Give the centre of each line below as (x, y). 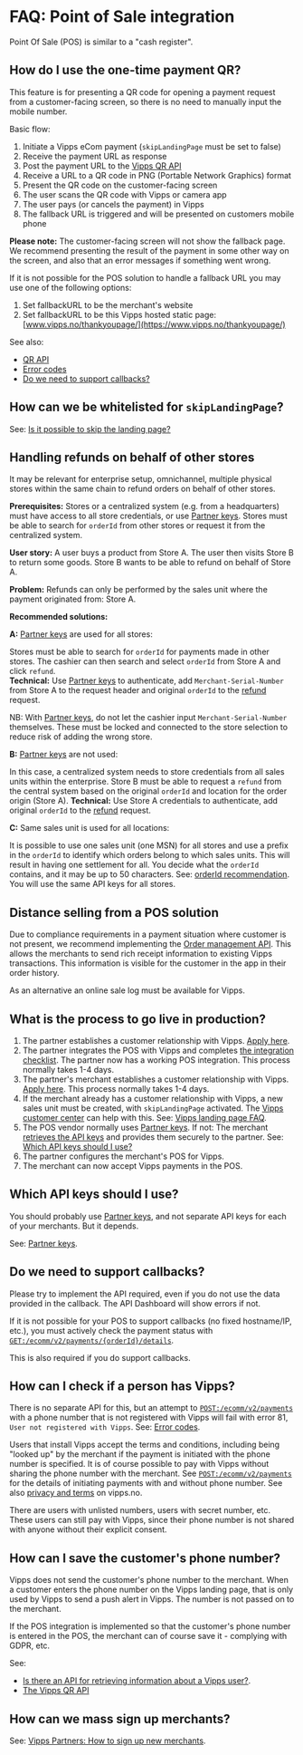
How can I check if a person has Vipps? (122, 1387)
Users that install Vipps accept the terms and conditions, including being (145, 1445)
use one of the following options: (71, 287)
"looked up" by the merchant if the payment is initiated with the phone (140, 1454)
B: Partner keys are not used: (64, 755)
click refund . (33, 671)
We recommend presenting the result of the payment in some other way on (149, 250)
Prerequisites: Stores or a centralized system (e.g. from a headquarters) (145, 506)
